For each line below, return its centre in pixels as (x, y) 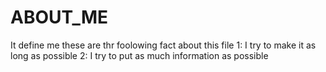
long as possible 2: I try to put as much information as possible (139, 55)
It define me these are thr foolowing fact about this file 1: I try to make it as (163, 45)
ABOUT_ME (59, 17)
